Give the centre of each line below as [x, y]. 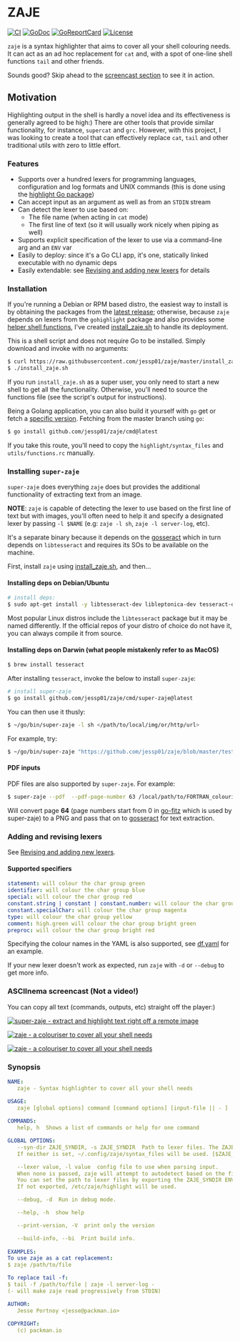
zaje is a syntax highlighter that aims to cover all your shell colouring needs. [119, 46]
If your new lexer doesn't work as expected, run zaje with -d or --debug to [116, 965]
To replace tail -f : [38, 1278]
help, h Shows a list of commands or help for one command [108, 1128]
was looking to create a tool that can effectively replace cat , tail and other [118, 137]
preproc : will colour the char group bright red [81, 930]
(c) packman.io [39, 1331]
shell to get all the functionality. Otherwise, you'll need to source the [107, 389]
